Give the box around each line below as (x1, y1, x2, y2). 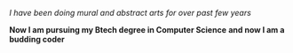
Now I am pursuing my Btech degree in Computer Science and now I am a (9, 25, 285, 34)
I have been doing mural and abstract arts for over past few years (9, 8, 251, 18)
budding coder (9, 34, 65, 44)
